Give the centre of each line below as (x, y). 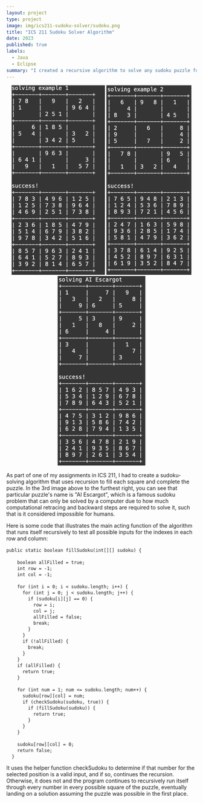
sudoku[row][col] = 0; (46, 744)
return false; (35, 750)
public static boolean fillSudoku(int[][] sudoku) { (74, 550)
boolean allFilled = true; (51, 562)
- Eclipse (24, 64)
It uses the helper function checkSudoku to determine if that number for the (101, 768)
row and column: (27, 538)
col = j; (44, 611)
